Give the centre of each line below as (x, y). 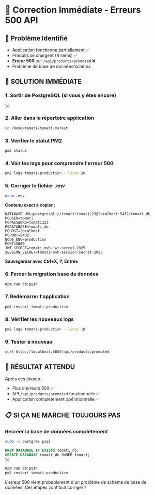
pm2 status (16, 151)
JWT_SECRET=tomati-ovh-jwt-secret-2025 (45, 248)
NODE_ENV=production (26, 240)
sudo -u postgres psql (28, 442)
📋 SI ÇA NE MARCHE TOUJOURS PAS (63, 415)
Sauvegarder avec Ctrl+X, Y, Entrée (42, 261)
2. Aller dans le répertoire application (50, 118)
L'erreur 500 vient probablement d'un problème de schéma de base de (76, 482)
